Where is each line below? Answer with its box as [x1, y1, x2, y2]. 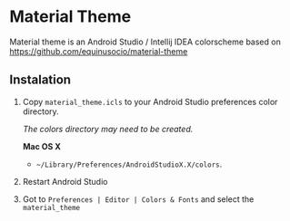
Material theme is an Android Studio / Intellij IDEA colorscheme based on [9, 36, 282, 47]
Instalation [9, 72, 71, 88]
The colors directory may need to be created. [22, 123, 194, 134]
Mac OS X [22, 140, 62, 151]
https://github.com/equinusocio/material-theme [9, 45, 188, 56]
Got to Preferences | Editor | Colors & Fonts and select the [22, 193, 255, 205]
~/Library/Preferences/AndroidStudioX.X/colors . [35, 159, 223, 169]
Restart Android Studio [22, 176, 108, 187]
